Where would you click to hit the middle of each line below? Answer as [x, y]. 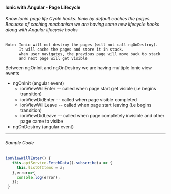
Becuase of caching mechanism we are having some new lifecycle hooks [82, 24]
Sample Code [20, 143]
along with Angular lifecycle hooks [41, 30]
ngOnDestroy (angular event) [43, 126]
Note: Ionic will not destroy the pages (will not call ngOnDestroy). [82, 45]
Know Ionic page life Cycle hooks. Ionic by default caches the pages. [78, 19]
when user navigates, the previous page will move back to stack [89, 54]
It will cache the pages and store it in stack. [71, 49]
